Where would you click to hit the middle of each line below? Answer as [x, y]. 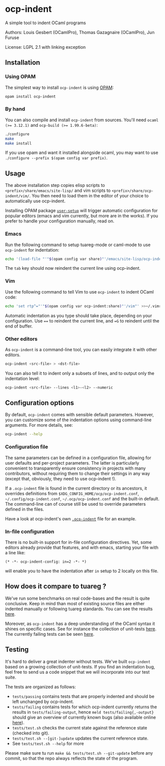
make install [18, 143]
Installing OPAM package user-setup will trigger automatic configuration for [82, 211]
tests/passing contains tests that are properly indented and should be [83, 696]
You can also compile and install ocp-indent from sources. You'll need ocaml [82, 120]
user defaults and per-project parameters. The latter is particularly [72, 463]
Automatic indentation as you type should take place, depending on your [79, 315]
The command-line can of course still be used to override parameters [75, 504]
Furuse [12, 37]
